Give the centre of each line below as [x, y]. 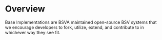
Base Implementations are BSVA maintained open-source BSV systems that [81, 22]
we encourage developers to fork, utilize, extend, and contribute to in [75, 27]
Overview [25, 9]
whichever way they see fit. [33, 32]
